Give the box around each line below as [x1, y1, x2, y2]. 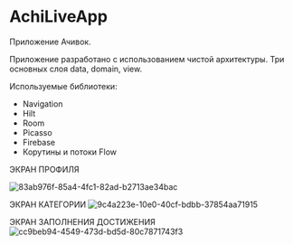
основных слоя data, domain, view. [9, 63, 143, 74]
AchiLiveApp [9, 6, 109, 27]
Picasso [22, 127, 52, 137]
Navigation [22, 98, 63, 109]
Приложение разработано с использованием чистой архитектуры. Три [9, 53, 285, 64]
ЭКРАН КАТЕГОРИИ [9, 199, 87, 210]
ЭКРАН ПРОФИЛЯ [9, 164, 80, 174]
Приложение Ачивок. [9, 36, 92, 47]
